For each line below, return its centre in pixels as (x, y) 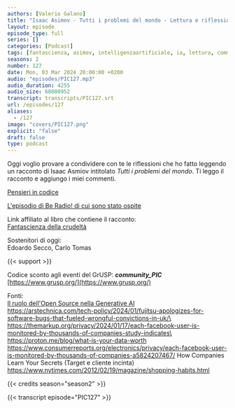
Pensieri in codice (33, 192)
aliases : (20, 111)
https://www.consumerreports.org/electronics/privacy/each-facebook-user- (117, 348)
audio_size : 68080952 (39, 92)
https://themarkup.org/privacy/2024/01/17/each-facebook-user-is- (104, 325)
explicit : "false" (34, 131)
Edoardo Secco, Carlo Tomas (49, 248)
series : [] (23, 40)
